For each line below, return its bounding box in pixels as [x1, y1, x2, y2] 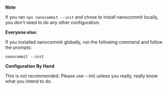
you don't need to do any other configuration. [5, 20, 100, 25]
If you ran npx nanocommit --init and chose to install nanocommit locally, [5, 14, 159, 20]
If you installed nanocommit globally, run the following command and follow [5, 39, 163, 45]
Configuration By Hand [5, 63, 55, 69]
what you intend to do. [5, 78, 52, 84]
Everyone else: [5, 29, 38, 35]
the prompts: [5, 45, 32, 50]
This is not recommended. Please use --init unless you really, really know [5, 73, 158, 79]
